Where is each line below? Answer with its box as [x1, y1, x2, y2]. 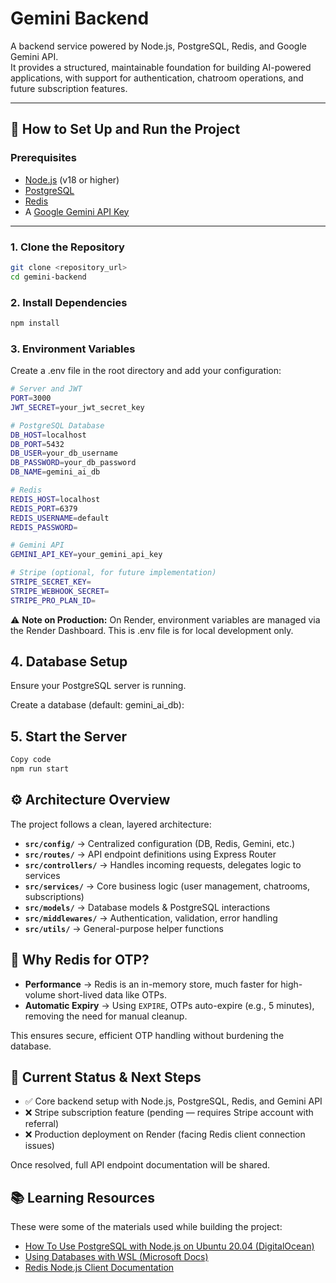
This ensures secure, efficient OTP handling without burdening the [10, 1029, 285, 1041]
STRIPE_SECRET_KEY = [10, 577, 92, 587]
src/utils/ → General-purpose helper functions [24, 922, 224, 934]
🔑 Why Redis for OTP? [10, 952, 150, 969]
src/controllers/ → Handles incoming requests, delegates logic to [24, 858, 302, 871]
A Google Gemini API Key [24, 205, 130, 217]
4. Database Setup [10, 653, 128, 671]
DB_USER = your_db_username [10, 448, 118, 459]
